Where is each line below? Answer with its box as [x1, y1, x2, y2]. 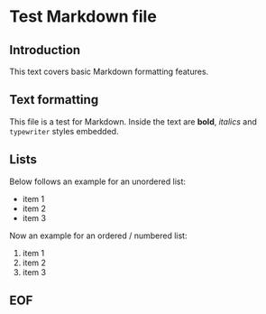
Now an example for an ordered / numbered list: [9, 230, 188, 241]
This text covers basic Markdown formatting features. [9, 66, 209, 77]
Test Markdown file [9, 6, 158, 27]
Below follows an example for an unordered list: [9, 176, 187, 187]
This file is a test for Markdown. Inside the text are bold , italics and [9, 115, 257, 127]
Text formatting [9, 92, 99, 107]
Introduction [9, 42, 81, 58]
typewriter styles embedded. [9, 125, 119, 136]
